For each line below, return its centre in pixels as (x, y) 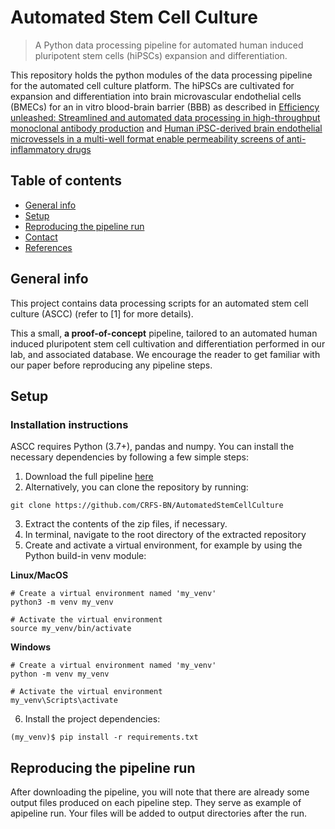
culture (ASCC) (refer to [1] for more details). (102, 313)
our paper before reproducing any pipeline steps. (111, 365)
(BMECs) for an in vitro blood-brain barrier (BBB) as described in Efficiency (165, 107)
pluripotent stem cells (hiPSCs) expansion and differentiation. (161, 55)
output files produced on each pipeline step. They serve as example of (156, 803)
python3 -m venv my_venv (62, 602)
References (48, 247)
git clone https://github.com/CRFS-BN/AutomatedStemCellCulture (147, 506)
